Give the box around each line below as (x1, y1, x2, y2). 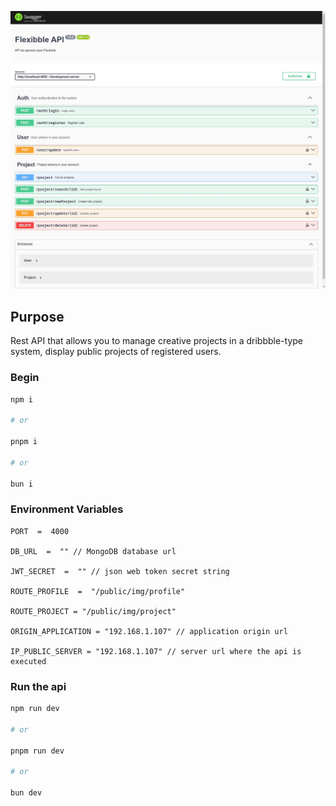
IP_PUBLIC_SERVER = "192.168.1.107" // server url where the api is (10, 646, 302, 656)
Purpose (10, 308, 65, 325)
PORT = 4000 (10, 526, 70, 536)
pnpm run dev (10, 746, 65, 756)
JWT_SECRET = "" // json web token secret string (10, 566, 230, 576)
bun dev (10, 788, 43, 798)
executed (10, 656, 47, 666)
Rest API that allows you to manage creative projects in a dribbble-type (10, 335, 304, 347)
